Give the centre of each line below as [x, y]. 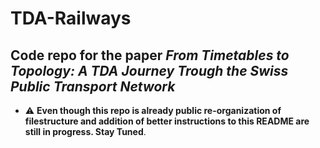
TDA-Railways [71, 18]
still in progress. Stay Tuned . [85, 131]
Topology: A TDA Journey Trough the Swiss [149, 70]
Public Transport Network [93, 86]
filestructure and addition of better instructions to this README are [167, 121]
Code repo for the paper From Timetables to [150, 55]
